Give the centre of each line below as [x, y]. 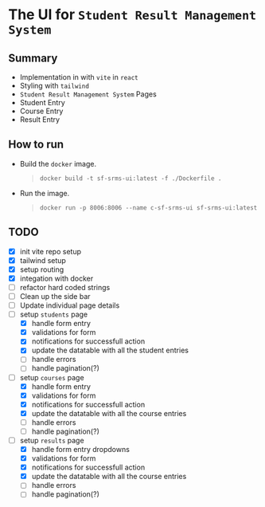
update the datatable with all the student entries [110, 350]
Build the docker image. [58, 163]
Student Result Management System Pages [88, 94]
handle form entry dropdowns [80, 449]
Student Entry [42, 102]
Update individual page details [70, 305]
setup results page [52, 440]
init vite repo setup [51, 251]
